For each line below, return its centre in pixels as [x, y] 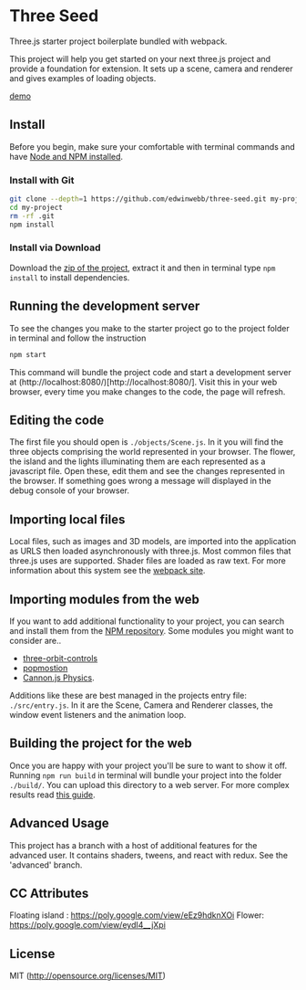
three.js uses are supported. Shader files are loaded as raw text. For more [148, 561]
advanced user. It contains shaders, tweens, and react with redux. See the [149, 855]
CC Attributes [49, 893]
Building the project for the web [101, 744]
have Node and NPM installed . [66, 156]
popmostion [45, 668]
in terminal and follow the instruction [78, 338]
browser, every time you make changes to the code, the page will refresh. [148, 391]
